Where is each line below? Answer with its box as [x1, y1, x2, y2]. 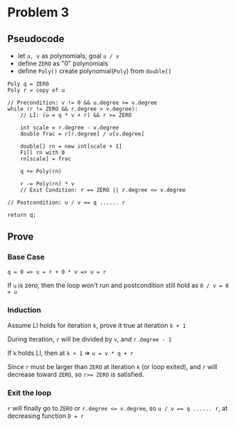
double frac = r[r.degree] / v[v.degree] [20, 130, 144, 138]
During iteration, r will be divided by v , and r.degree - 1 [7, 334, 172, 343]
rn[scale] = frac [20, 155, 72, 163]
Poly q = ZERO [7, 81, 50, 88]
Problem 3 [7, 4, 70, 21]
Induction [7, 304, 41, 314]
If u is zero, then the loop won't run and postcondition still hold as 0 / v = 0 [7, 281, 229, 289]
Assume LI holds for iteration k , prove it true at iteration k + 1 [7, 321, 186, 329]
